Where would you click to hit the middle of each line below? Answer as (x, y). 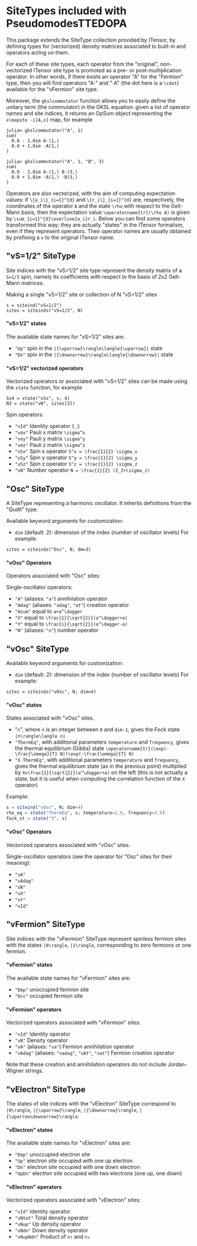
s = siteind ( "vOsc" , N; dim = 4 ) (45, 807)
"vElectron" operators (34, 1187)
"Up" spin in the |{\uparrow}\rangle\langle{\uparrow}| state (88, 348)
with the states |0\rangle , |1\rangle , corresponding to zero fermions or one (99, 945)
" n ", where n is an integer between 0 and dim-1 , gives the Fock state (97, 730)
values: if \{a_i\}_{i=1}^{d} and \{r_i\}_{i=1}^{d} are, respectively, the (95, 199)
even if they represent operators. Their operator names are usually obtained (98, 231)
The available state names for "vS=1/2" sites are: (66, 337)
